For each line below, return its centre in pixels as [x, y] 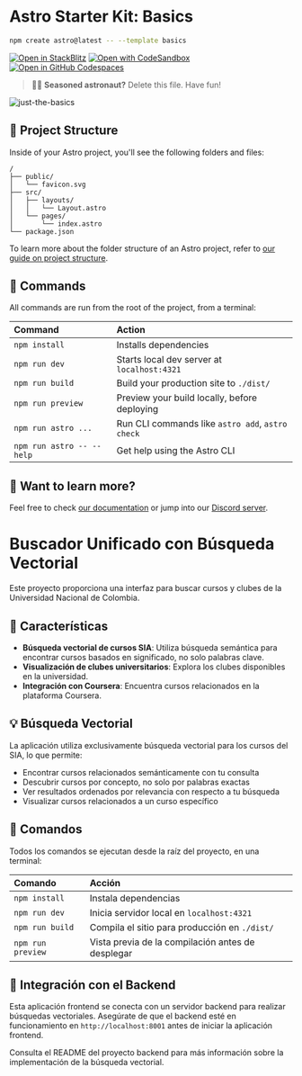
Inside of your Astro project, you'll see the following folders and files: [137, 152]
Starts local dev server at [169, 360]
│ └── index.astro [56, 224]
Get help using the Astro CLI [176, 451]
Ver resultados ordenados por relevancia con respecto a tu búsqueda [151, 791]
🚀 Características [59, 626]
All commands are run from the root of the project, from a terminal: [133, 308]
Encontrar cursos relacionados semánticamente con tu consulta [141, 772]
